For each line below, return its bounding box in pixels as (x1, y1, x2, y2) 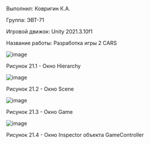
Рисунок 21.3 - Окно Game (6, 108, 73, 115)
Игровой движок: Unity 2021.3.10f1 (6, 28, 93, 35)
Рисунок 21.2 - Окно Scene (6, 85, 74, 92)
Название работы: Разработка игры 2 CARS (6, 40, 117, 46)
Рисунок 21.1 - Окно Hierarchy (6, 62, 81, 69)
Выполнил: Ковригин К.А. (6, 5, 71, 12)
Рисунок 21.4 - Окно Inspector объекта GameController (6, 132, 144, 138)
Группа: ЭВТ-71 (6, 17, 44, 23)
